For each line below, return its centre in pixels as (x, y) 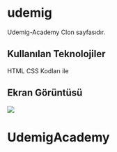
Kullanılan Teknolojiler (56, 54)
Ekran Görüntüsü (45, 93)
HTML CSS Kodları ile (38, 70)
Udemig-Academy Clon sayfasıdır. (56, 32)
